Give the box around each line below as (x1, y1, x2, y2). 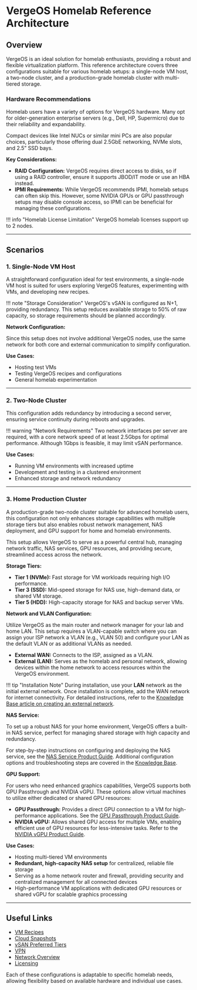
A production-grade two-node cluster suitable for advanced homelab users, (6, 508, 189, 516)
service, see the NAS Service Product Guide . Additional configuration (6, 752, 174, 760)
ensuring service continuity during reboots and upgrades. (6, 416, 145, 423)
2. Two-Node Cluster (6, 396, 67, 404)
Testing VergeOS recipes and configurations (14, 369, 122, 377)
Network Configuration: (6, 323, 66, 330)
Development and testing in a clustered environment (14, 469, 141, 476)
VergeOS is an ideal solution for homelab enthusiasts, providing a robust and (6, 56, 191, 62)
